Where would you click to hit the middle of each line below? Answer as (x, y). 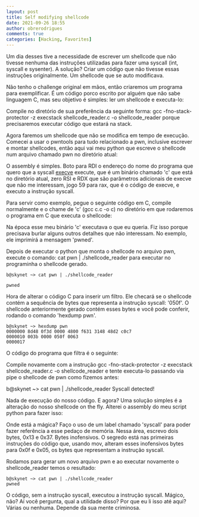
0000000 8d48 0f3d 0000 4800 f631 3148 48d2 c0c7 (69, 332)
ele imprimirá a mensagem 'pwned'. (50, 240)
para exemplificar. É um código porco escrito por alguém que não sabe (93, 93)
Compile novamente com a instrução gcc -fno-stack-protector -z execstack (99, 365)
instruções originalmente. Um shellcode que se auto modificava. (85, 75)
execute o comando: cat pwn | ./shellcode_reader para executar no (88, 258)
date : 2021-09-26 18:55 (36, 23)
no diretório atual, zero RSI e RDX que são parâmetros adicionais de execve (99, 179)
